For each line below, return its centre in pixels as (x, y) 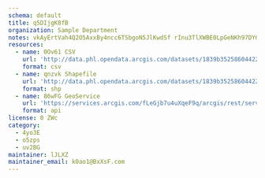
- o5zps (28, 140)
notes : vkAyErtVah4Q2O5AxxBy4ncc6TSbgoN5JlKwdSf (90, 37)
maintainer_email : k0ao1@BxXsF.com (67, 162)
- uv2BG (28, 147)
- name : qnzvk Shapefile (56, 74)
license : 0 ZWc (33, 118)
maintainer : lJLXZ (38, 154)
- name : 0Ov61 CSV (46, 52)
